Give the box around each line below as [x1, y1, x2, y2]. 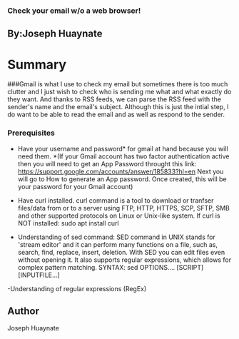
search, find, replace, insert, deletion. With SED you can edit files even [17, 248, 225, 256]
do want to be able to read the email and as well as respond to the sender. [7, 110, 225, 119]
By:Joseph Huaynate [7, 28, 103, 40]
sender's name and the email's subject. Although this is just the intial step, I [7, 103, 229, 111]
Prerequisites [7, 128, 55, 138]
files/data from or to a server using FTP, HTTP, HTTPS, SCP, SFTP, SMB [17, 203, 230, 212]
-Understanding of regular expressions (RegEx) [7, 284, 147, 293]
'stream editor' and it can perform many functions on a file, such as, [17, 240, 218, 248]
